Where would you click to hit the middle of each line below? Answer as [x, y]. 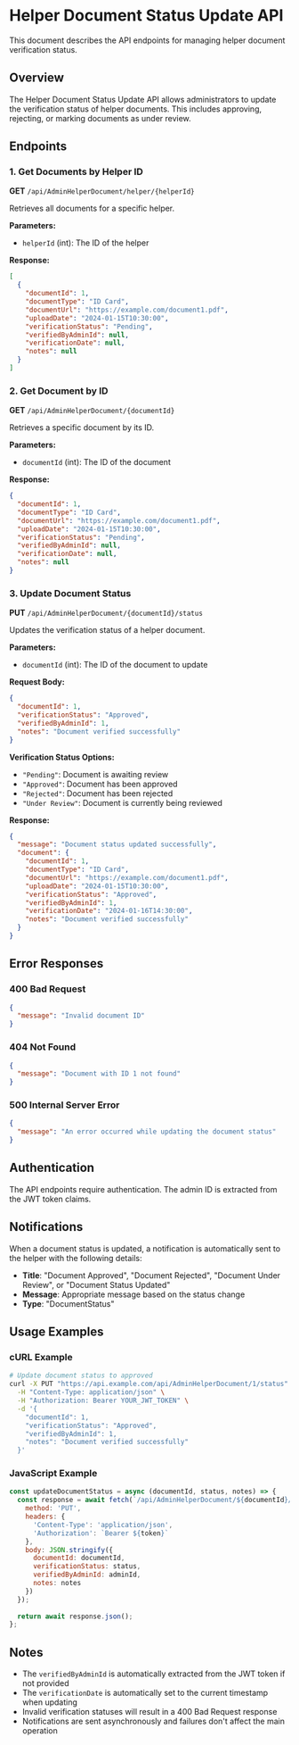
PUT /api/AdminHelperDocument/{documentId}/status [106, 613]
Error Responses [57, 964]
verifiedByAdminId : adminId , [87, 1575]
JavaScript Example [53, 1474]
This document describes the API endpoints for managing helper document [147, 40]
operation [40, 1731]
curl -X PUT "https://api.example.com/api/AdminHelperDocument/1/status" [149, 1384]
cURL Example [41, 1357]
